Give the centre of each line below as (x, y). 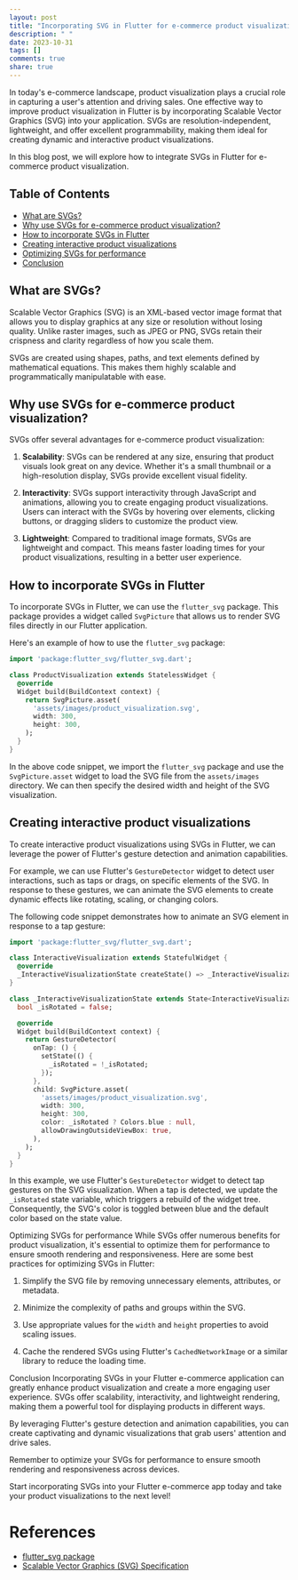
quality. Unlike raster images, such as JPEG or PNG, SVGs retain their (136, 331)
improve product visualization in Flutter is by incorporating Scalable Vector (145, 111)
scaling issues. (49, 1335)
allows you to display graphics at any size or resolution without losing (136, 322)
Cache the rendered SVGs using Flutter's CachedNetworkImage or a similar (155, 1352)
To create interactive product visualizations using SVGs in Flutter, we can (143, 844)
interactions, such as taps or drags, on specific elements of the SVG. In (139, 880)
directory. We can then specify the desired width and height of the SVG (140, 785)
